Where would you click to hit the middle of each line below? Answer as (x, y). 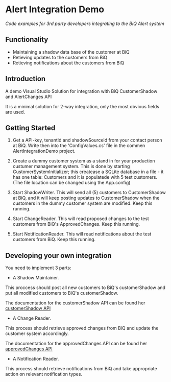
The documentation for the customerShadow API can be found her (75, 303)
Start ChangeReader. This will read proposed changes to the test (81, 219)
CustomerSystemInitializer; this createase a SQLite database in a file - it (88, 172)
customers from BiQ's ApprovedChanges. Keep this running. (76, 224)
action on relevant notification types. (44, 374)
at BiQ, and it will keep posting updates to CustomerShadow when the (86, 198)
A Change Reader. (32, 318)
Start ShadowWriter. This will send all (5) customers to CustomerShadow (89, 193)
